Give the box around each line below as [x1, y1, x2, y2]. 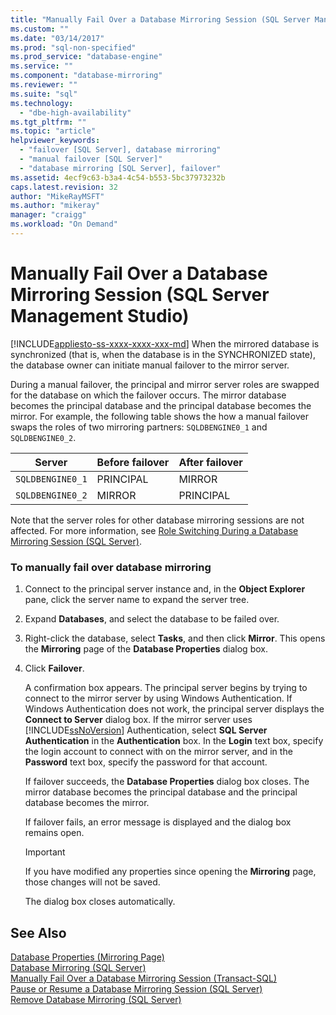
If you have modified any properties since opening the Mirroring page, [24, 866, 317, 878]
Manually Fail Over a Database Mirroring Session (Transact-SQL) [10, 972, 278, 984]
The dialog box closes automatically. [24, 896, 176, 908]
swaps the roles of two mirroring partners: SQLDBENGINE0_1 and [10, 421, 268, 433]
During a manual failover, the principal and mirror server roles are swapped [10, 378, 320, 390]
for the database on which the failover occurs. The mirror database [10, 389, 287, 401]
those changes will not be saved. [24, 876, 161, 888]
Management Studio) [10, 305, 190, 328]
